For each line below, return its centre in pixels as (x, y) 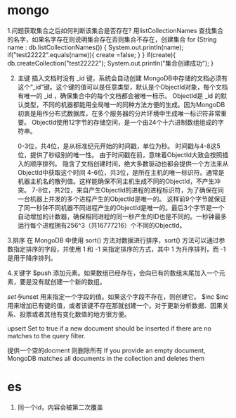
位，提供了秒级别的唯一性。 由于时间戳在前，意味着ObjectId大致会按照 (120, 154)
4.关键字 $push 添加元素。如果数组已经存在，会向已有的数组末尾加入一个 (113, 273)
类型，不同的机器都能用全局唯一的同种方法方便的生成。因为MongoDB (124, 104)
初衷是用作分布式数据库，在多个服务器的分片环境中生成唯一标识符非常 (119, 113)
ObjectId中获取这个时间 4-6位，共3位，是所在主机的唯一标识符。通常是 (121, 172)
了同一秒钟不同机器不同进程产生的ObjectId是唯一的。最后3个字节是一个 (121, 207)
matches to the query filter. (46, 336)
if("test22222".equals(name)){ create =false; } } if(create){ (92, 54)
